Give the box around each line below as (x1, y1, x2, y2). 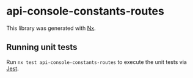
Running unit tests (6, 42, 78, 52)
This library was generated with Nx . (6, 24, 96, 32)
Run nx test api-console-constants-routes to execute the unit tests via (6, 58, 188, 65)
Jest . (6, 65, 20, 72)
